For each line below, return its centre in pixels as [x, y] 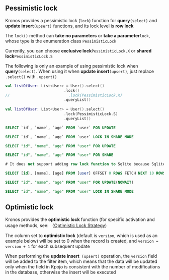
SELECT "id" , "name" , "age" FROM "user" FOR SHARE [59, 155]
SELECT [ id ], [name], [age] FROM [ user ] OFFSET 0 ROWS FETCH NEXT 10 [80, 174]
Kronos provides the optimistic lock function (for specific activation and [80, 219]
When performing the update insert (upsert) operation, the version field [81, 256]
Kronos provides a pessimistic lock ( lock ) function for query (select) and [81, 20]
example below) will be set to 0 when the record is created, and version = [82, 241]
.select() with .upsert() [31, 76]
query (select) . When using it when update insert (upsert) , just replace [80, 71]
